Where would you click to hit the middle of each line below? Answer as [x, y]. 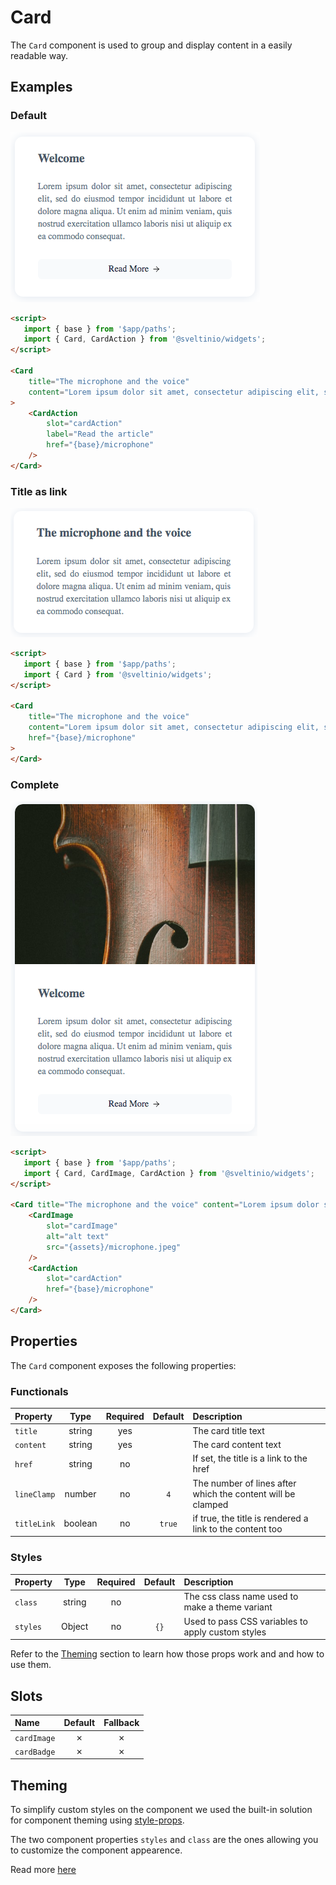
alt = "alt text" [78, 1236]
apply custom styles [225, 1632]
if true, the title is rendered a [250, 1518]
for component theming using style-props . [97, 1820]
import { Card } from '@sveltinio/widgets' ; [118, 674]
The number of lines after [244, 1483]
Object [75, 1627]
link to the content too [237, 1528]
